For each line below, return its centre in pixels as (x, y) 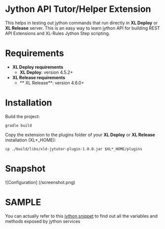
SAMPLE (23, 202)
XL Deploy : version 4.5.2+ (46, 72)
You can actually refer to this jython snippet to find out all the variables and (82, 216)
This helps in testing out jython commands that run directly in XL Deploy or (82, 23)
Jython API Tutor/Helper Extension (78, 9)
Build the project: (22, 116)
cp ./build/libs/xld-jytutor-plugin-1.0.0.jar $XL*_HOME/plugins (74, 149)
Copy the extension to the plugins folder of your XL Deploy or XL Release (80, 135)
